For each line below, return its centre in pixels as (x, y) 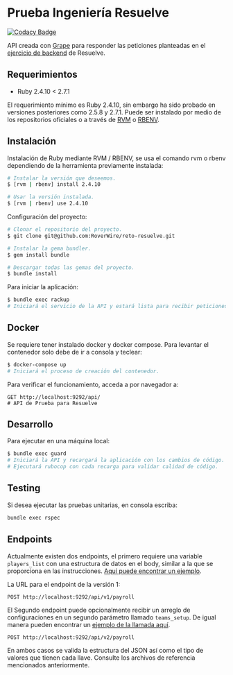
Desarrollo (30, 425)
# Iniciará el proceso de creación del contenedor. (83, 371)
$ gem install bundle (38, 255)
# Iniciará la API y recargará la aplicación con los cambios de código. (116, 460)
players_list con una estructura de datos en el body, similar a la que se (110, 563)
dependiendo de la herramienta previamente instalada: (85, 165)
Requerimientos (42, 75)
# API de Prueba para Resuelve (52, 403)
